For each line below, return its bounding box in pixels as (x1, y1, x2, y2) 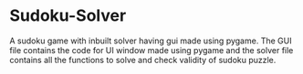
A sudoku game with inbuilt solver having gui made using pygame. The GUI (9, 35, 292, 46)
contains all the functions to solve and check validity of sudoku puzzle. (9, 54, 277, 65)
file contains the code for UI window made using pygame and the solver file (9, 44, 294, 55)
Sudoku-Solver (9, 5, 127, 26)
